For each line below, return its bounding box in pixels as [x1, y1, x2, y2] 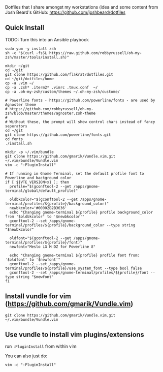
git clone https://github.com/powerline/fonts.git [5, 132, 111, 137]
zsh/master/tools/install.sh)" [5, 55, 69, 60]
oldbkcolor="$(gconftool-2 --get [9, 197, 78, 202]
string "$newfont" [16, 274, 54, 279]
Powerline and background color [5, 175, 71, 180]
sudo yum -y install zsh [5, 46, 56, 51]
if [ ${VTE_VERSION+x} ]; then [5, 180, 69, 185]
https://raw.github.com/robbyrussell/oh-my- [49, 50, 142, 56]
